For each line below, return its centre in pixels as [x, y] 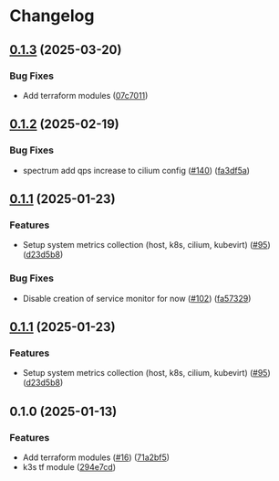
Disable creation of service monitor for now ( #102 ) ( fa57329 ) [137, 298]
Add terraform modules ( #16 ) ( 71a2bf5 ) [96, 457]
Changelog [52, 16]
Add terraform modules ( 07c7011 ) [85, 95]
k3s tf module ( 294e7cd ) [69, 466]
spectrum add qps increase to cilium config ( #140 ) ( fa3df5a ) [136, 170]
